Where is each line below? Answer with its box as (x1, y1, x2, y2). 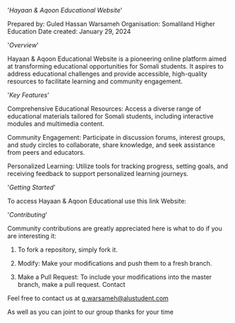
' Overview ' (7, 41, 39, 49)
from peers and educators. (7, 148, 85, 156)
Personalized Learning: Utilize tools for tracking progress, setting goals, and (7, 162, 228, 170)
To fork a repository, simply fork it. (17, 245, 118, 254)
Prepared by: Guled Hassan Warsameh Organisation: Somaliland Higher (7, 20, 215, 28)
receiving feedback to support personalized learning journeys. (7, 170, 189, 177)
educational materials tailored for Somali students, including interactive (7, 112, 214, 120)
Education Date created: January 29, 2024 (7, 28, 131, 35)
